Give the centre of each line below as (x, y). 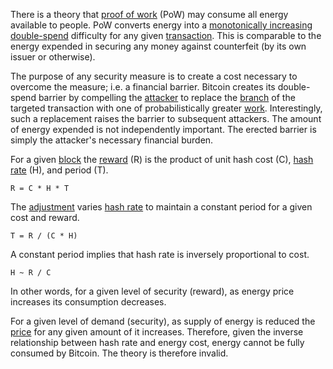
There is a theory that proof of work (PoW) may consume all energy (149, 14)
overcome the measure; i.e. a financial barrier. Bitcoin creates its (143, 87)
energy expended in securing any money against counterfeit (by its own (158, 46)
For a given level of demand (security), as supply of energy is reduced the (163, 321)
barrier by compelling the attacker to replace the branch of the (167, 97)
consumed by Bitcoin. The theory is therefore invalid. (119, 353)
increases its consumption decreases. (88, 302)
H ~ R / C (31, 273)
